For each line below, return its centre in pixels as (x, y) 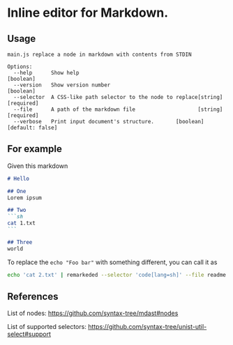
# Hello (18, 178)
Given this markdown (38, 166)
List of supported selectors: (47, 327)
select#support (29, 334)
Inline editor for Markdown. (88, 13)
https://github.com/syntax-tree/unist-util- (148, 327)
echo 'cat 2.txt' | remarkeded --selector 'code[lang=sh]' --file (106, 275)
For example (35, 149)
